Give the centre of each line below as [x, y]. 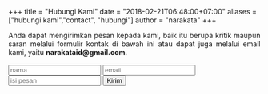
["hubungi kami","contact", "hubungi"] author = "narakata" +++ [112, 20]
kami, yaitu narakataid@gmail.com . [68, 52]
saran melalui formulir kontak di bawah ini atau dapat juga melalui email [134, 44]
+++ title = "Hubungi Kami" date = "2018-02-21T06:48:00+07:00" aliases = [133, 12]
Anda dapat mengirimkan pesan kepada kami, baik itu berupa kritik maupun [134, 35]
